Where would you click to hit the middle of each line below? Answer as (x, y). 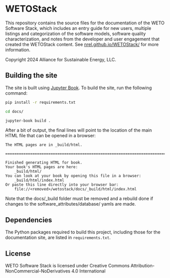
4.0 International (89, 271)
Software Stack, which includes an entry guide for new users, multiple (78, 28)
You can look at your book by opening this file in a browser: (73, 176)
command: (16, 93)
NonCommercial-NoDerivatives (38, 271)
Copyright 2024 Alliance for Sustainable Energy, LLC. (61, 59)
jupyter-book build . (28, 121)
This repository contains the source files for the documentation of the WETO (85, 23)
